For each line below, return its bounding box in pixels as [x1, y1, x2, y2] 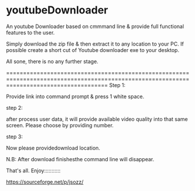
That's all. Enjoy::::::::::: [6, 167, 61, 174]
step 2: [6, 104, 23, 111]
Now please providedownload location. [6, 144, 101, 151]
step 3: [6, 133, 23, 140]
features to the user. [6, 29, 55, 36]
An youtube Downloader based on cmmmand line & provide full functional [6, 23, 184, 30]
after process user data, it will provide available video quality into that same [6, 115, 189, 123]
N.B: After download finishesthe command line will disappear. [6, 155, 155, 162]
